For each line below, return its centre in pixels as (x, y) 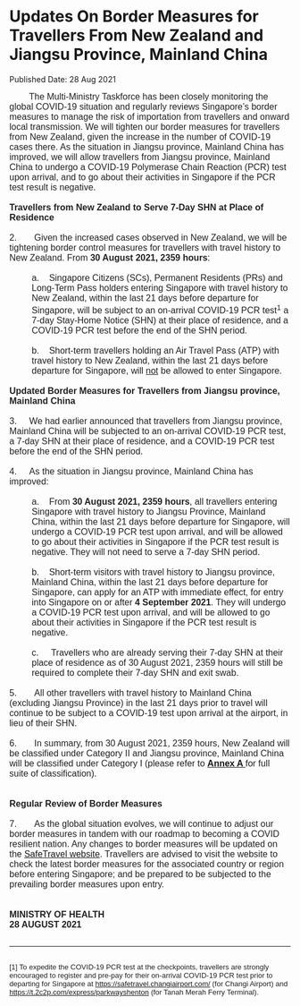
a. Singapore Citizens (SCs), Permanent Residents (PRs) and (157, 277)
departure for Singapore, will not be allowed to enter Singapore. (157, 371)
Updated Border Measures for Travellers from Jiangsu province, (145, 391)
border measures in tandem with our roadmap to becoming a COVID (144, 834)
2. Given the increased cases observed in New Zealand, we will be (148, 237)
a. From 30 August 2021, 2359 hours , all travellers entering (154, 502)
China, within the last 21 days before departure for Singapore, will (161, 522)
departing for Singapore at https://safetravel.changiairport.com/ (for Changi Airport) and (149, 984)
